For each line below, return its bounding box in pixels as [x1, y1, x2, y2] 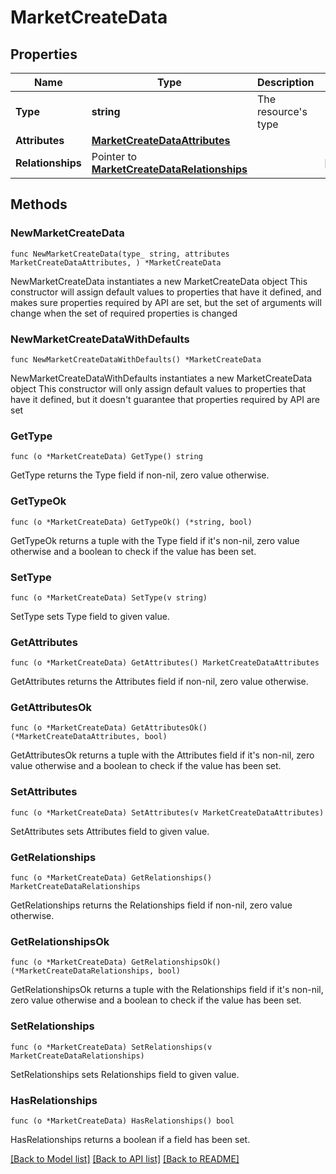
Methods [10, 196, 68, 213]
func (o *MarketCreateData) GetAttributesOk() [10, 723, 208, 733]
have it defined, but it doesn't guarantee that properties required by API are [10, 393, 320, 405]
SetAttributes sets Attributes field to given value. [10, 825, 210, 837]
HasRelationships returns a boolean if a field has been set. [10, 1133, 251, 1145]
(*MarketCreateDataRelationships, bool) [10, 966, 182, 976]
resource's [257, 105, 308, 118]
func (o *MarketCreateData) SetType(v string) [10, 592, 208, 603]
